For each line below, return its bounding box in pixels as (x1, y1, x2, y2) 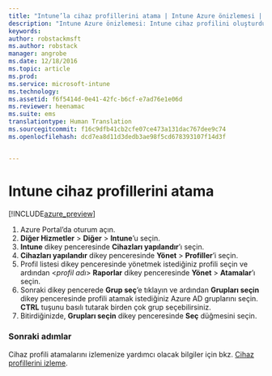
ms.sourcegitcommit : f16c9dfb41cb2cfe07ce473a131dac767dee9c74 (8, 125, 227, 133)
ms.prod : (8, 72, 38, 80)
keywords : (8, 27, 42, 35)
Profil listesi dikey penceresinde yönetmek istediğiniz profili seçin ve (19, 259, 249, 269)
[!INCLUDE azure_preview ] (8, 209, 96, 218)
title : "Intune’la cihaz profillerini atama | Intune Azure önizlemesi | (8, 11, 263, 20)
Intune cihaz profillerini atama (8, 182, 215, 200)
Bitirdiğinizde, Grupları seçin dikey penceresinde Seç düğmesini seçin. (19, 310, 257, 321)
